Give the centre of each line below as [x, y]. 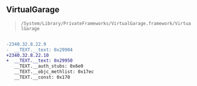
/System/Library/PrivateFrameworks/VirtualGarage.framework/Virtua [106, 23]
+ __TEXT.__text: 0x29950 [39, 61]
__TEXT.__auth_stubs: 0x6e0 [49, 66]
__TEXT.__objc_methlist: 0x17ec [54, 72]
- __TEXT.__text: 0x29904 [39, 50]
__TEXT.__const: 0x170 [42, 77]
